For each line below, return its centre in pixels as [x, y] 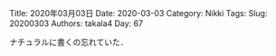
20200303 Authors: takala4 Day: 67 [76, 23]
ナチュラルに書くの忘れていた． [69, 42]
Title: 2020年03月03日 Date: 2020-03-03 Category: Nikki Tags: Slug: [138, 13]
